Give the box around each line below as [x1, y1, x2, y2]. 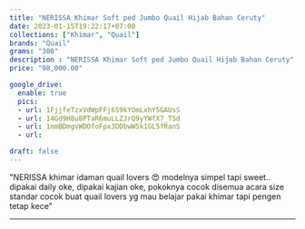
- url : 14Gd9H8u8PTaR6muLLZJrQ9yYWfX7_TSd [17, 114, 181, 123]
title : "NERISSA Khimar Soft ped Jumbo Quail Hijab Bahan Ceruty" [9, 13, 266, 23]
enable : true [17, 88, 67, 98]
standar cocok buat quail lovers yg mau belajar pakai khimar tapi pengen [9, 191, 281, 202]
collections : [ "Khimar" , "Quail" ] [9, 30, 141, 39]
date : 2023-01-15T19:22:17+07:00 [9, 22, 136, 31]
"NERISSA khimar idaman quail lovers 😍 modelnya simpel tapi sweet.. [9, 171, 271, 182]
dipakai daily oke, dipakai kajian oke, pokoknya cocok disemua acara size [9, 181, 284, 192]
